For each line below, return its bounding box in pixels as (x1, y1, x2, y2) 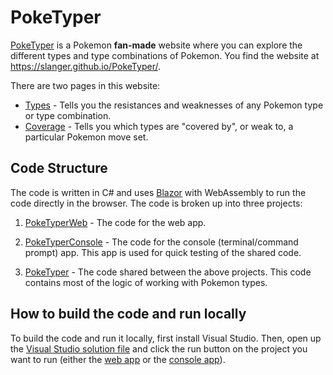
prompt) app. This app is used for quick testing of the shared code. (24, 246, 302, 258)
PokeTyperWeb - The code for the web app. (24, 216, 207, 228)
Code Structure (10, 160, 108, 177)
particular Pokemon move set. (24, 131, 149, 143)
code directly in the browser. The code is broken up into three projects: (10, 197, 303, 209)
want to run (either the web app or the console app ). (10, 353, 226, 365)
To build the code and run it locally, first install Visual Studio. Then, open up (10, 332, 322, 344)
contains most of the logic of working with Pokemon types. (24, 276, 268, 288)
